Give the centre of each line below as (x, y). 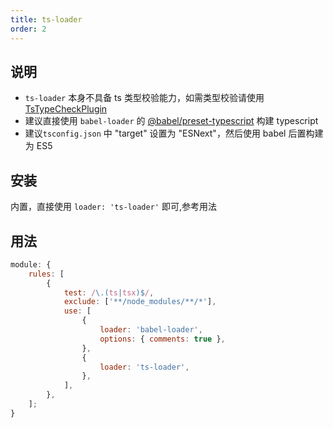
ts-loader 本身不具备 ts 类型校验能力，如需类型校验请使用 (144, 98)
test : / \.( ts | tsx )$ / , (109, 292)
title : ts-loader (46, 19)
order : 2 (28, 29)
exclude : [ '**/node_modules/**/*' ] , (140, 302)
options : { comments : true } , (162, 339)
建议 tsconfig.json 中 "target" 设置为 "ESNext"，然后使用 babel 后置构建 (174, 133)
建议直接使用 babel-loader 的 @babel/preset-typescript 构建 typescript (171, 121)
